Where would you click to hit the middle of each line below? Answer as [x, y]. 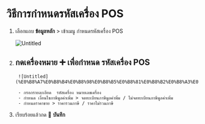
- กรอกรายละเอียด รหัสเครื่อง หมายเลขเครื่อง [60, 92]
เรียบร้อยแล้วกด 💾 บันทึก [40, 114]
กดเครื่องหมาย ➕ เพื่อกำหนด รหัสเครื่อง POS [83, 63]
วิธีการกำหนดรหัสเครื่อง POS [65, 14]
